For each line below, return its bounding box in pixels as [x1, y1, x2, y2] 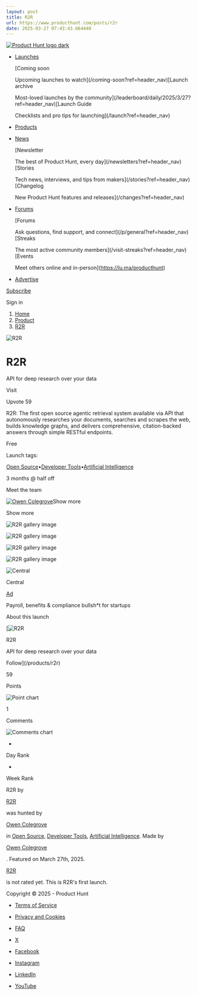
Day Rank [6, 751, 30, 759]
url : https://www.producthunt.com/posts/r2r [6, 20, 118, 26]
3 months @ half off [6, 475, 55, 482]
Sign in [6, 299, 23, 306]
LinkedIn [14, 971, 36, 978]
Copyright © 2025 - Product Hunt [6, 890, 89, 897]
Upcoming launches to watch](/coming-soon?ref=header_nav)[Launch [14, 76, 188, 83]
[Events [14, 252, 34, 260]
